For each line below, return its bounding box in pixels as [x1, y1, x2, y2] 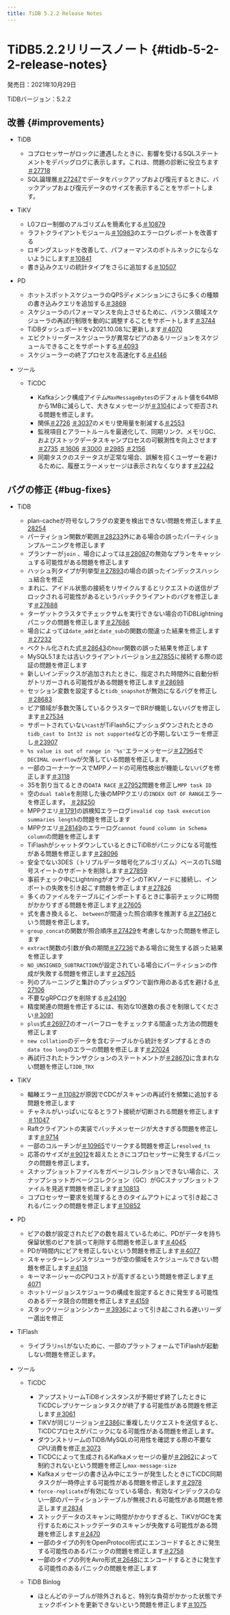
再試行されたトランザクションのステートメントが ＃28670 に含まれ [27, 1054, 214, 1062]
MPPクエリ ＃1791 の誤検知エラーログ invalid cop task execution [27, 807, 211, 815]
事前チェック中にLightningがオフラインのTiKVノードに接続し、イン [27, 875, 218, 884]
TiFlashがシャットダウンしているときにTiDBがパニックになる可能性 [27, 841, 218, 849]
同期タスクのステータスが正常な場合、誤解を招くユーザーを [37, 453, 206, 461]
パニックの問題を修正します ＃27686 [27, 618, 130, 627]
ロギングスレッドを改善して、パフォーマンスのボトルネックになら [27, 246, 214, 254]
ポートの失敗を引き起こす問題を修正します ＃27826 [27, 884, 172, 892]
